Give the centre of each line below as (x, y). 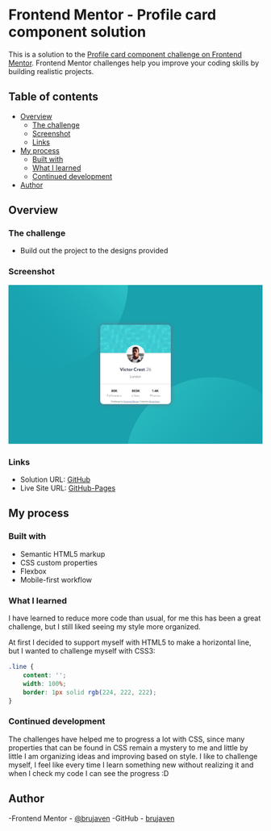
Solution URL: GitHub (55, 480)
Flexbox (33, 571)
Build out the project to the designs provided (94, 251)
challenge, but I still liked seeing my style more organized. (105, 627)
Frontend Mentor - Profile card (112, 15)
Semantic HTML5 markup (63, 553)
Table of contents (53, 97)
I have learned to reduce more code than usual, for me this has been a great (135, 618)
